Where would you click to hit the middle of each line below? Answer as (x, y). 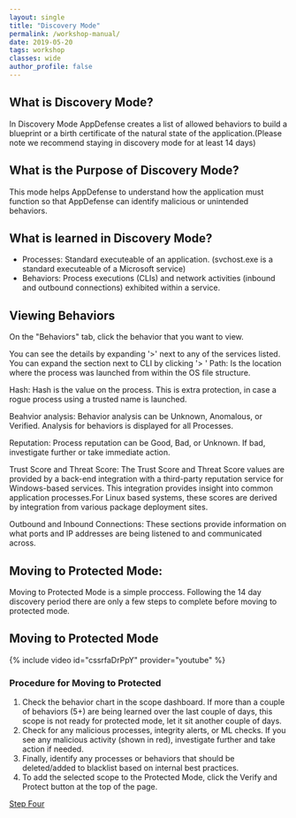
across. (23, 543)
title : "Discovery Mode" (55, 26)
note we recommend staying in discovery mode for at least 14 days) (133, 142)
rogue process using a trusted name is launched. (98, 400)
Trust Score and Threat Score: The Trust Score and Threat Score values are (147, 470)
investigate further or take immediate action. (90, 453)
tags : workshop (37, 50)
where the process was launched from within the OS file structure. (130, 373)
